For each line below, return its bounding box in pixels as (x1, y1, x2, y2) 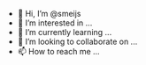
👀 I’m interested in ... (17, 18, 93, 28)
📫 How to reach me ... (17, 47, 100, 56)
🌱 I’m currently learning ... (17, 27, 112, 37)
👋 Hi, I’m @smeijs (17, 9, 81, 18)
